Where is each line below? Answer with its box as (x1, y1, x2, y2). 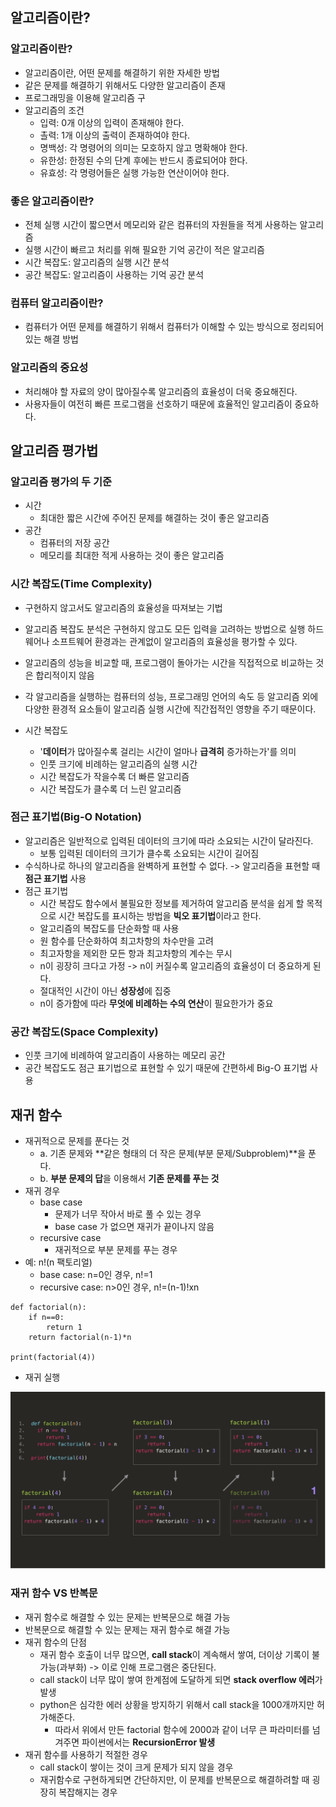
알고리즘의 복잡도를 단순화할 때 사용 (39, 922, 180, 934)
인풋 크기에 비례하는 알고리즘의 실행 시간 (39, 758, 198, 770)
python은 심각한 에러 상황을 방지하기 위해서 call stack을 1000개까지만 (39, 1698, 315, 1710)
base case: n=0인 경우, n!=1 (39, 1268, 153, 1280)
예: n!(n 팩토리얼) (24, 1256, 93, 1268)
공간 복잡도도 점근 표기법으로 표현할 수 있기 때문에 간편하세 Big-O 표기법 (24, 1062, 308, 1074)
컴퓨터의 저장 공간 (39, 537, 110, 549)
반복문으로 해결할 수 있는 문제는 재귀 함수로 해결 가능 (24, 1623, 231, 1635)
